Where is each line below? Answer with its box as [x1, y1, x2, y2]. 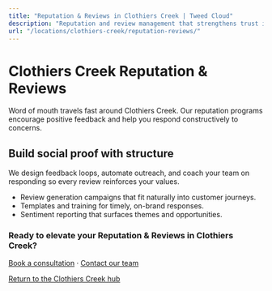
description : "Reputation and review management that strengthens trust [8, 19, 259, 28]
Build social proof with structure [8, 147, 174, 160]
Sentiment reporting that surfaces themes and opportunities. [19, 210, 223, 220]
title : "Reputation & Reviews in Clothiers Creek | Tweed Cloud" [8, 11, 233, 20]
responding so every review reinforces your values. [8, 177, 180, 186]
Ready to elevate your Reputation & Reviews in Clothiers [8, 230, 234, 242]
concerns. [8, 123, 43, 133]
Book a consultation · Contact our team [8, 259, 139, 268]
